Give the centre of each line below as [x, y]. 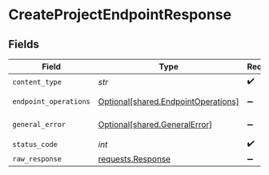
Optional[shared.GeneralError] [155, 124]
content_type [37, 82]
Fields [24, 44]
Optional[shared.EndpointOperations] [169, 101]
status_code [35, 144]
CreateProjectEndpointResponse [120, 15]
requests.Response [134, 159]
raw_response [37, 159]
